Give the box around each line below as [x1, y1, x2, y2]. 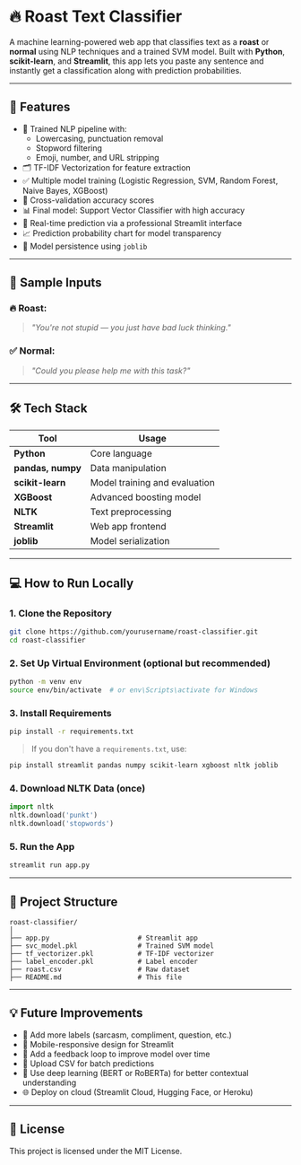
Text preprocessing [90, 505, 172, 518]
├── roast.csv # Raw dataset [9, 965, 191, 974]
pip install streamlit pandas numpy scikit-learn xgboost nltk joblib [9, 761, 279, 770]
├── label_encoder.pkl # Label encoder [9, 957, 199, 966]
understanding [21, 1077, 77, 1088]
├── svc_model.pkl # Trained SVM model [9, 941, 215, 950]
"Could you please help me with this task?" [30, 365, 191, 376]
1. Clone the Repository [9, 607, 112, 619]
